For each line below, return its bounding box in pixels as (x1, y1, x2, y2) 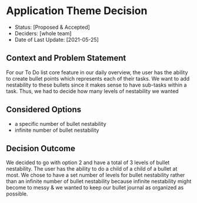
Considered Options (6, 105, 81, 115)
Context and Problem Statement (6, 53, 126, 63)
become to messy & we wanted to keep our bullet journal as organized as (6, 184, 184, 191)
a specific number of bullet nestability (14, 120, 106, 127)
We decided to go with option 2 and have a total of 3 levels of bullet (6, 159, 170, 166)
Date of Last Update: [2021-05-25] (14, 36, 99, 43)
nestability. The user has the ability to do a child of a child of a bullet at (6, 165, 178, 172)
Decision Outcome (6, 143, 75, 154)
